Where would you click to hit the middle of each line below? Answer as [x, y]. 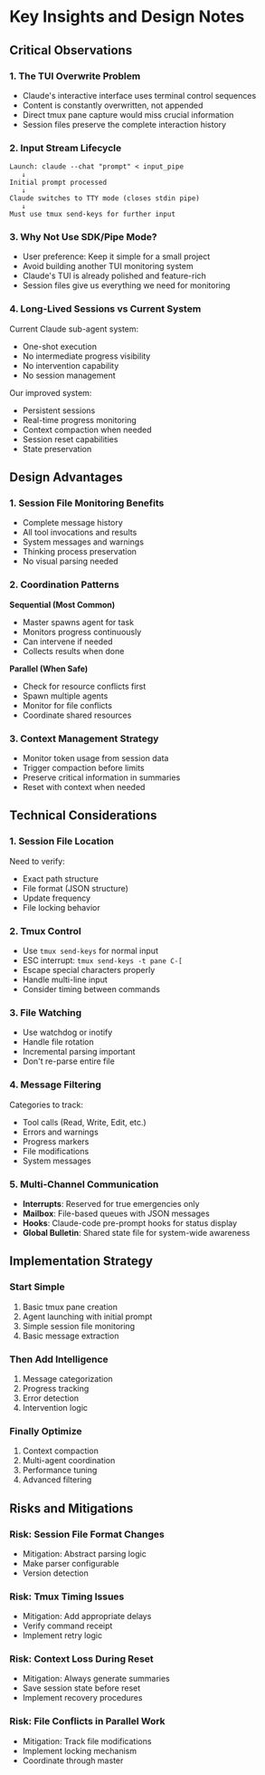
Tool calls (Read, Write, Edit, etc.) [84, 1122]
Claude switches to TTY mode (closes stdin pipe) [105, 198]
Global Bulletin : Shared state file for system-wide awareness [136, 1232]
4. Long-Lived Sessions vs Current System [105, 309]
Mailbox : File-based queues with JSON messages [116, 1213]
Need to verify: [37, 861]
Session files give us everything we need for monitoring [126, 285]
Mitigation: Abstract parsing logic [84, 1553]
